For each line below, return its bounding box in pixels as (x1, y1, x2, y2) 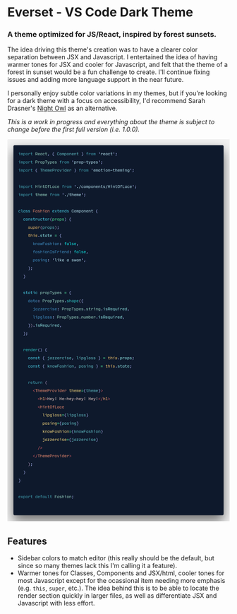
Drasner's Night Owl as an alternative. (7, 104, 118, 113)
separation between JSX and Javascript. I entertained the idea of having (7, 53, 218, 61)
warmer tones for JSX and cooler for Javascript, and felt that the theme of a (7, 61, 228, 69)
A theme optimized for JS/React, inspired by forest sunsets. (7, 30, 217, 40)
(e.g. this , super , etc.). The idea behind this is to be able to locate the (17, 584, 220, 593)
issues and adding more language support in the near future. (7, 76, 184, 84)
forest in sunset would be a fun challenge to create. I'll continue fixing (7, 68, 210, 76)
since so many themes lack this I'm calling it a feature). (17, 562, 178, 570)
